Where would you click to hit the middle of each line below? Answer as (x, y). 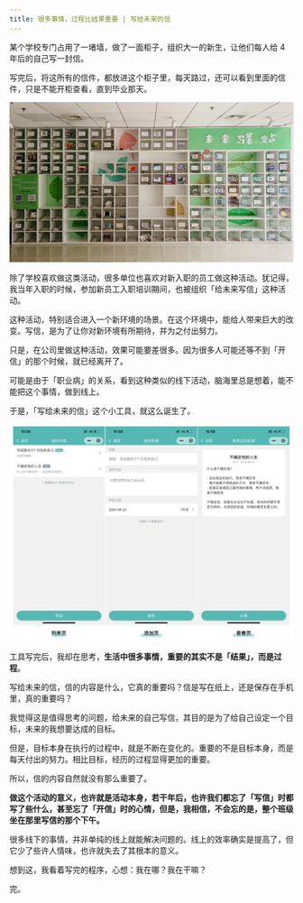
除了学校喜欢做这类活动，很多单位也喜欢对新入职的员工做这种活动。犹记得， (151, 277)
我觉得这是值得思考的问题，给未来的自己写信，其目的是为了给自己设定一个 (147, 717)
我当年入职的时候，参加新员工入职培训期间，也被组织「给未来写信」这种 (143, 289)
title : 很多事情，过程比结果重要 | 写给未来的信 (90, 19)
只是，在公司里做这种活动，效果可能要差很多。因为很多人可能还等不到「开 (147, 350)
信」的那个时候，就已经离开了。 (69, 361)
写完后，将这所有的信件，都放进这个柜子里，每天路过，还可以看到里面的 (143, 78)
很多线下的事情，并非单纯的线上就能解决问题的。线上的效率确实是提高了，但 (151, 839)
